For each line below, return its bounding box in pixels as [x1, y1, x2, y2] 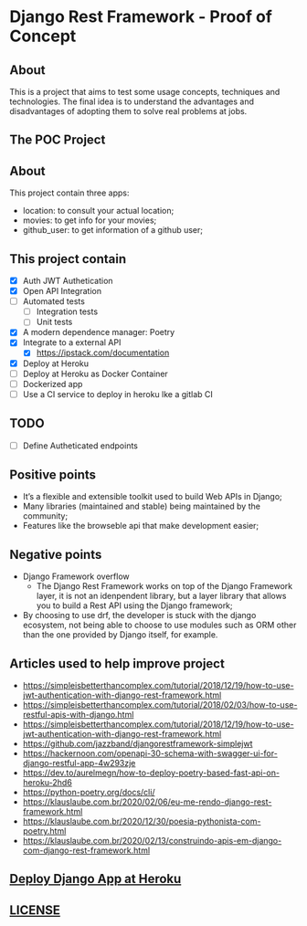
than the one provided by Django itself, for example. [22, 629, 218, 640]
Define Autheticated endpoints [22, 440, 139, 451]
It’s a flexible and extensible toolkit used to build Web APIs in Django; [22, 491, 283, 502]
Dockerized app [22, 378, 83, 389]
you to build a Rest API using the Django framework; [36, 600, 233, 611]
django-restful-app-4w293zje [22, 758, 136, 769]
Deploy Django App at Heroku [9, 871, 182, 887]
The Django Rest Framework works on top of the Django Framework [36, 581, 293, 592]
